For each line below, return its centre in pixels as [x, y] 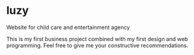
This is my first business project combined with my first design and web [97, 39]
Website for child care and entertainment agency [68, 27]
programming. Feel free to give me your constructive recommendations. [97, 45]
